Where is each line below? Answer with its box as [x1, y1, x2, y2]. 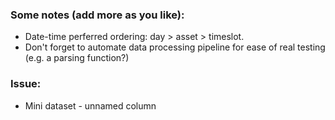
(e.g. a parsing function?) [24, 52, 130, 64]
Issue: [10, 77, 42, 91]
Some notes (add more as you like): [10, 8, 185, 22]
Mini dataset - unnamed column [24, 99, 157, 112]
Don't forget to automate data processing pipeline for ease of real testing [24, 41, 326, 53]
